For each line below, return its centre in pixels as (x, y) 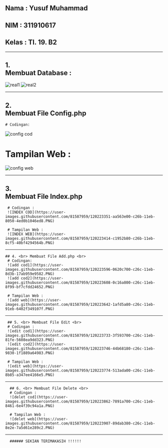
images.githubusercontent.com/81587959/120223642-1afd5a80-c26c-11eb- (80, 304)
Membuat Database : (38, 73)
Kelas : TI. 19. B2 (31, 42)
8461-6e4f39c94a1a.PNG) (30, 406)
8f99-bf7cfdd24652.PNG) (30, 287)
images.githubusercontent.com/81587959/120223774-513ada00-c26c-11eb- (80, 370)
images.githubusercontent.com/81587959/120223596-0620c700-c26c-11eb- (80, 269)
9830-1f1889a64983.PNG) (30, 353)
